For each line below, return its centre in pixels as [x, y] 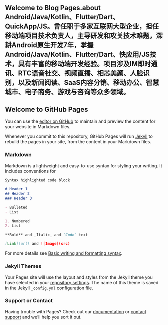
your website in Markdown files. [38, 127]
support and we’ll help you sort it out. [43, 317]
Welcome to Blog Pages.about [53, 8]
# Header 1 [16, 189]
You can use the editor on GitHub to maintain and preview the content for [80, 121]
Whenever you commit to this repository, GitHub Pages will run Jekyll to [79, 136]
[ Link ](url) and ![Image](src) [38, 244]
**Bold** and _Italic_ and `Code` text [47, 235]
